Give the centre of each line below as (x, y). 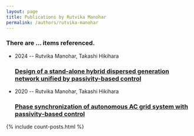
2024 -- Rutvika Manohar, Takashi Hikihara (67, 56)
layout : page (22, 11)
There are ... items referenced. (51, 43)
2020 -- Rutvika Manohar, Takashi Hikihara (67, 91)
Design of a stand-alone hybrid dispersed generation (92, 71)
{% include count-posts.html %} (45, 127)
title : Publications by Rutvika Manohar (56, 17)
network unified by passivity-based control (78, 78)
